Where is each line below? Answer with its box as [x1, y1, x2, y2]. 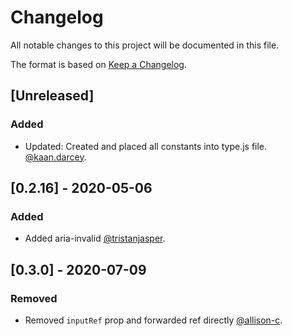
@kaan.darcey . [24, 151, 87, 163]
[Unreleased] [10, 87, 95, 105]
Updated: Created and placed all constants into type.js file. [24, 140, 268, 152]
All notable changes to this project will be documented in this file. [10, 39, 280, 51]
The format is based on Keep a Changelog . [10, 58, 187, 70]
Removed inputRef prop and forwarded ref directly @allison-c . [24, 314, 283, 326]
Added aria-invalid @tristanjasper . [24, 232, 166, 245]
